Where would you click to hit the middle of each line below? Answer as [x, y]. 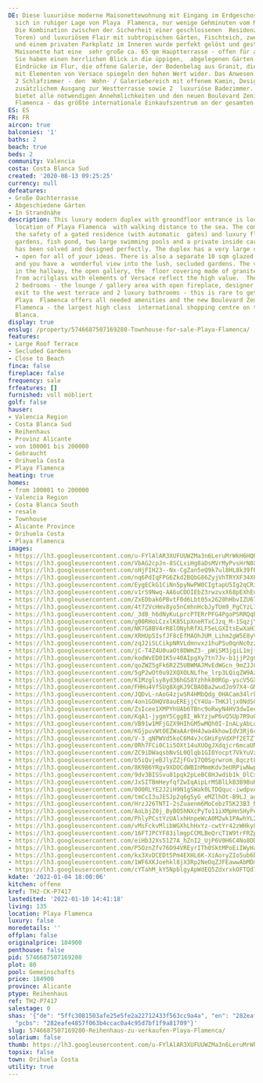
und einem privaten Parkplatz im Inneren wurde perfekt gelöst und [128, 45]
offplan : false [33, 935]
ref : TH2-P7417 [33, 1001]
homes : [19, 483]
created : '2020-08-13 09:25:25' [61, 176]
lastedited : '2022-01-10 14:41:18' [66, 899]
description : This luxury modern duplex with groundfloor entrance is [126, 220]
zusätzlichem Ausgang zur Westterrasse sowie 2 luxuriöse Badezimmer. [135, 88]
